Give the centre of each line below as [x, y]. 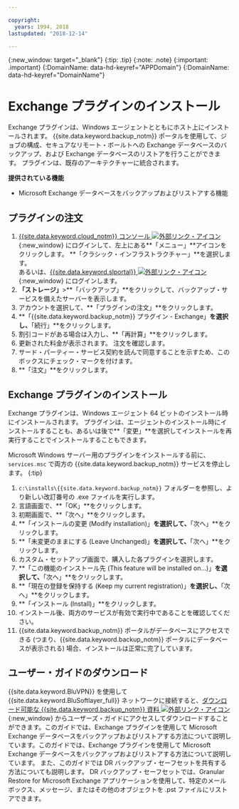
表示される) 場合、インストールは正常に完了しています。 [113, 648]
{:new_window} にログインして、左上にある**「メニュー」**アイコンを [122, 245]
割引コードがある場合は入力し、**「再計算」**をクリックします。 [115, 334]
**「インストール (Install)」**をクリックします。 [89, 604]
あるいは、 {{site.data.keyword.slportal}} [77, 272]
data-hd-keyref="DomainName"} [57, 75]
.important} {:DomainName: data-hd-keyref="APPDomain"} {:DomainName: [119, 68]
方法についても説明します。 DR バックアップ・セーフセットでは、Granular [116, 771]
